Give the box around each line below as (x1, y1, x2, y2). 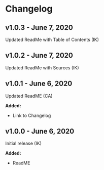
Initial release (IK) (5, 140, 42, 147)
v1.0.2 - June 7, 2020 (5, 51, 74, 60)
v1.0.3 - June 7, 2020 (5, 23, 74, 32)
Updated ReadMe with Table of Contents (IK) (5, 36, 99, 42)
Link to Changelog (12, 112, 51, 118)
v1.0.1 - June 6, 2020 (5, 79, 73, 88)
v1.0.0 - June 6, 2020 (5, 127, 75, 136)
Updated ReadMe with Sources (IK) (5, 64, 80, 71)
